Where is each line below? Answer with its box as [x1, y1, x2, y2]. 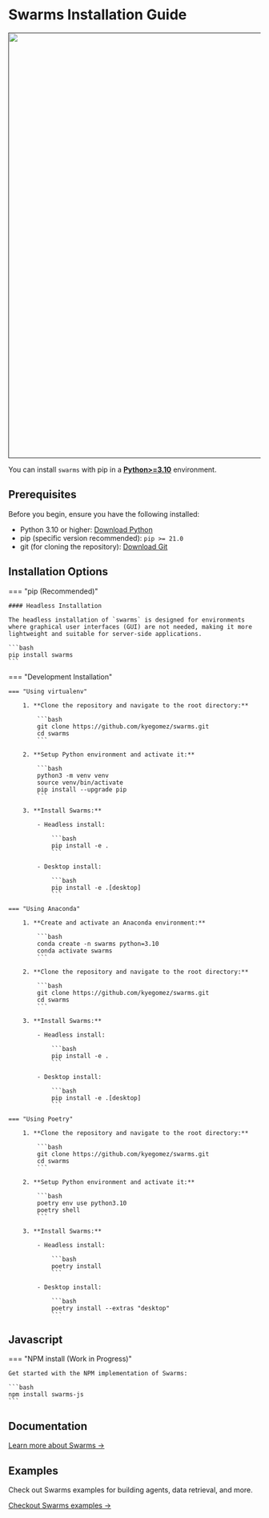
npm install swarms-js [8, 1391, 84, 1399]
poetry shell [37, 1206, 81, 1214]
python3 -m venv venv [37, 771, 110, 779]
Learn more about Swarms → [8, 1440, 105, 1451]
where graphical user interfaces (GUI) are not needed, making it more [8, 622, 252, 630]
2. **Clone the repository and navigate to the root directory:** [22, 968, 249, 976]
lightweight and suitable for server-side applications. [8, 630, 203, 638]
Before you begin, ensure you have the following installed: [8, 509, 200, 518]
